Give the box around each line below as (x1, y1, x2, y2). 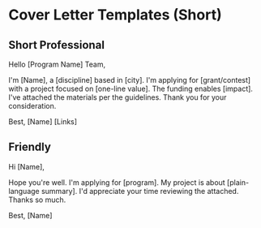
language (8, 186, 40, 196)
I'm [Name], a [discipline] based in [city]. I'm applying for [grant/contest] (8, 75, 251, 84)
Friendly (8, 140, 51, 154)
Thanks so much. (8, 195, 66, 204)
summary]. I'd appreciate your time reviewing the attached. (41, 186, 239, 196)
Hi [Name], (8, 161, 45, 171)
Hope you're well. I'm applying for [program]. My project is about (8, 177, 225, 187)
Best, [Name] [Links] (8, 117, 78, 127)
